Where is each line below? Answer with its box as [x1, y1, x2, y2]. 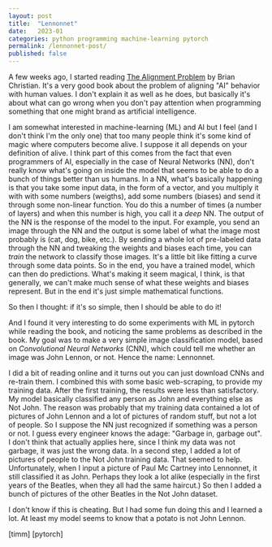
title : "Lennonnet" [8, 20, 79, 28]
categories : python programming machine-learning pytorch [8, 34, 209, 43]
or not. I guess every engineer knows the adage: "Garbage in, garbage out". [8, 428, 262, 438]
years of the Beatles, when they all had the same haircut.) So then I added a [8, 480, 262, 490]
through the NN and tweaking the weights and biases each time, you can [8, 243, 252, 253]
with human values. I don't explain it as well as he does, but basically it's [8, 89, 251, 98]
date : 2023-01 [8, 27, 63, 35]
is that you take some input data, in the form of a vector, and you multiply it [8, 183, 259, 192]
